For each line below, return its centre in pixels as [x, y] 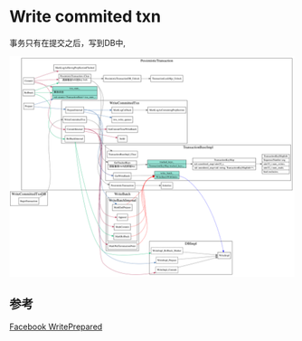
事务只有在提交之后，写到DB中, [68, 43]
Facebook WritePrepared [56, 327]
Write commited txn [85, 17]
